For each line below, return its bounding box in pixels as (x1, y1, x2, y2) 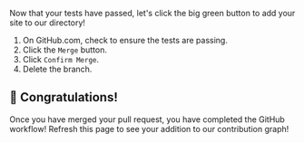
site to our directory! (9, 17, 86, 28)
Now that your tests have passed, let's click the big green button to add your (9, 8, 296, 18)
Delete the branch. (22, 63, 93, 74)
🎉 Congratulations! (9, 90, 118, 105)
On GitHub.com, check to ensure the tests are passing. (22, 35, 229, 45)
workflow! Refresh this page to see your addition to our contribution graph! (9, 123, 289, 134)
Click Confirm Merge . (22, 54, 100, 64)
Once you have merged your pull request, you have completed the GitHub (9, 113, 286, 125)
